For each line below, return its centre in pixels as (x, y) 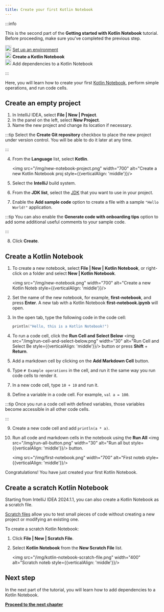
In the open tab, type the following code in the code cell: (69, 318)
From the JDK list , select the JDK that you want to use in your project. (82, 193)
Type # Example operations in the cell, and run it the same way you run (84, 371)
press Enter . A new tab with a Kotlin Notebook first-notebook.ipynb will (85, 303)
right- (152, 268)
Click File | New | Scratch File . (43, 538)
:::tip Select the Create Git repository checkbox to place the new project (78, 135)
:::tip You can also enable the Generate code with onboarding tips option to (82, 217)
